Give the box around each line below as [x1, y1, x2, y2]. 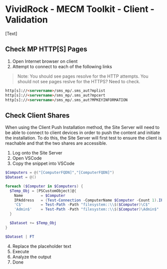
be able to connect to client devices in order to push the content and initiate [5, 130, 161, 135]
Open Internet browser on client [12, 58, 78, 64]
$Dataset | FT [5, 234, 35, 239]
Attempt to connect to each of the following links [12, 63, 112, 69]
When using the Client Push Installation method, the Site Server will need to [5, 125, 160, 131]
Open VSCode [12, 155, 42, 161]
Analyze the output [12, 254, 52, 260]
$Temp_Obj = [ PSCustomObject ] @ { [9, 188, 77, 193]
